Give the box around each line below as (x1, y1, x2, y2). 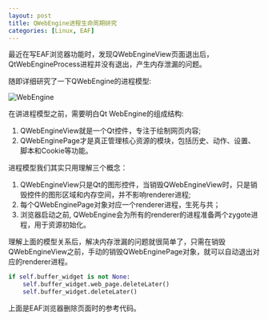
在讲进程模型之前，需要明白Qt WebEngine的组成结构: (8, 109, 184, 118)
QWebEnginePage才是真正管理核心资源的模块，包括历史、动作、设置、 (19, 136, 255, 146)
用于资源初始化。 (34, 220, 90, 230)
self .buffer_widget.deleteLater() (22, 288, 138, 296)
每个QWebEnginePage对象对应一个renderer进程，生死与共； (19, 200, 221, 210)
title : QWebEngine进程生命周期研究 (8, 19, 118, 27)
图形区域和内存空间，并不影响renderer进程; (47, 190, 191, 200)
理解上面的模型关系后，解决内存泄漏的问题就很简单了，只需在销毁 (8, 237, 226, 246)
